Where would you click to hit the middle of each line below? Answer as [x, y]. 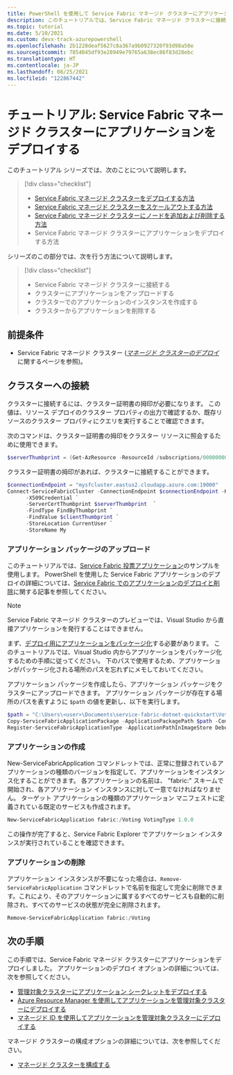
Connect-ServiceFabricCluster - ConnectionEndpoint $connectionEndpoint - [116, 491]
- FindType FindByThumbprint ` [69, 511]
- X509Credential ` [52, 498]
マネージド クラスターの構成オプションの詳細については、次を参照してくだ [114, 1041]
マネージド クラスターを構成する [64, 1065]
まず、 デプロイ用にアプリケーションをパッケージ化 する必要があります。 [110, 643]
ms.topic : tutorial [35, 26]
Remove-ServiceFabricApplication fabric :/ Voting [79, 918]
